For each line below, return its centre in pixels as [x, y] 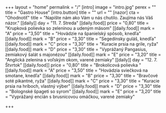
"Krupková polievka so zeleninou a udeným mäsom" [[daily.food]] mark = [80, 28]
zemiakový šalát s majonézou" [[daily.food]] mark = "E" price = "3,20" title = [83, 55]
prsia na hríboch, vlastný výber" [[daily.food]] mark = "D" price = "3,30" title [83, 86]
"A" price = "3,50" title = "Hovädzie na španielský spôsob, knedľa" [73, 33]
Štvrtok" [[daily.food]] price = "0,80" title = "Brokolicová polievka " [73, 65]
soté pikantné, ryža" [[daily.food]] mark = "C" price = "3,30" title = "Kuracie [82, 81]
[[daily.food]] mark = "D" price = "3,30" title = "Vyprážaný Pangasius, [76, 49]
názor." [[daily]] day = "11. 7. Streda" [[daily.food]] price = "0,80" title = [77, 23]
